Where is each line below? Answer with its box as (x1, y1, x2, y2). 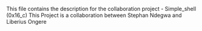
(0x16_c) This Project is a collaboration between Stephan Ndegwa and (6, 12, 183, 19)
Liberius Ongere (6, 18, 47, 25)
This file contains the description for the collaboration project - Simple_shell (6, 5, 197, 12)
